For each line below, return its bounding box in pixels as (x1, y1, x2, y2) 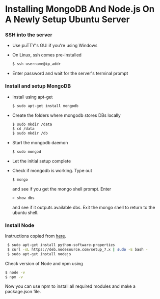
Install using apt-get (12, 94, 53, 100)
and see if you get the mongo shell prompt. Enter (12, 186, 111, 192)
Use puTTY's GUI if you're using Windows (12, 43, 98, 49)
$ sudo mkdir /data (12, 122, 53, 127)
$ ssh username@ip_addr (12, 61, 61, 67)
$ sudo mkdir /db (12, 131, 48, 136)
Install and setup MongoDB (5, 82, 71, 89)
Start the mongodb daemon (12, 140, 68, 146)
